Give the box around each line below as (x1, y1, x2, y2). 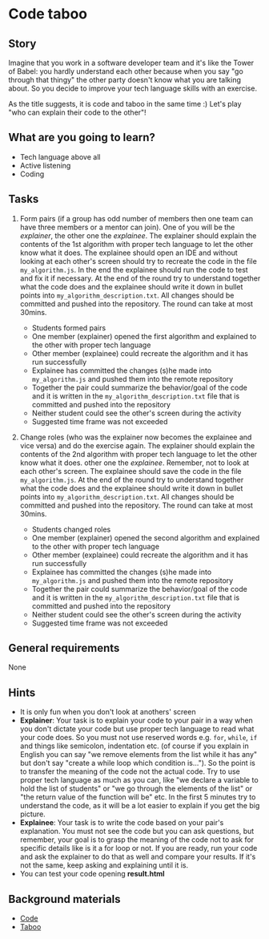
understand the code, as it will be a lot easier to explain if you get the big (19, 801, 260, 811)
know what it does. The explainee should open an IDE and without (19, 248, 238, 257)
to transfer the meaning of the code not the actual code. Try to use (19, 767, 240, 776)
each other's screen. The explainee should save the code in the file (19, 466, 242, 476)
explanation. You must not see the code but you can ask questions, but (19, 827, 255, 836)
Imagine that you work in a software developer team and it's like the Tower (8, 58, 255, 67)
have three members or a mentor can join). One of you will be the (19, 222, 235, 232)
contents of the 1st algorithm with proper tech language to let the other (19, 239, 254, 249)
